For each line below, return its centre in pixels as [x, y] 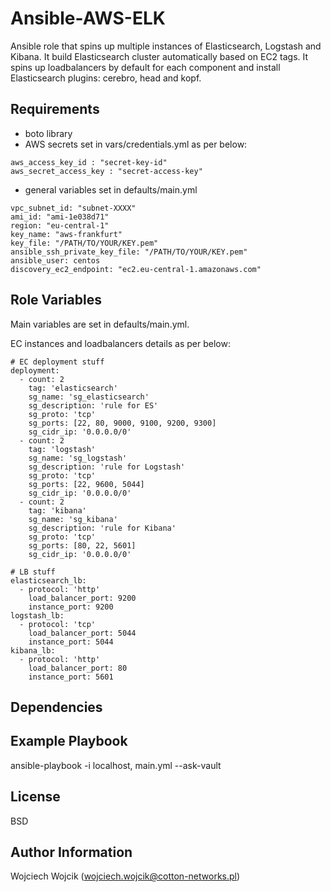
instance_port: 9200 [71, 607]
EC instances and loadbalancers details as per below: [120, 343]
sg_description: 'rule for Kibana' [102, 528]
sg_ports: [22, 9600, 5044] [86, 484]
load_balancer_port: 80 [78, 668]
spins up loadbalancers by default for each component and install [145, 67]
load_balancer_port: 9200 [82, 598]
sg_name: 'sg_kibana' [73, 519]
